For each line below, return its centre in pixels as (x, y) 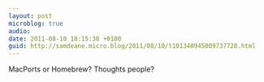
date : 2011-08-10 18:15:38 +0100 (65, 39)
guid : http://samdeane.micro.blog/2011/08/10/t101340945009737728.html (132, 46)
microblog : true (36, 24)
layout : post (30, 16)
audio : (19, 31)
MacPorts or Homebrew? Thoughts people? (81, 69)
